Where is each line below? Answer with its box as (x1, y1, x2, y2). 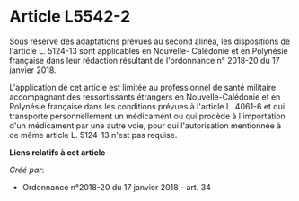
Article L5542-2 (9, 6, 131, 27)
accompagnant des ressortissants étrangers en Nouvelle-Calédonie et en (9, 92, 281, 102)
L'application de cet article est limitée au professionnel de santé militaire (9, 82, 277, 92)
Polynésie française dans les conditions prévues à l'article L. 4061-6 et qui (9, 100, 286, 111)
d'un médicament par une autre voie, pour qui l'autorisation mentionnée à (9, 119, 282, 131)
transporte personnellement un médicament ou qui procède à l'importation (9, 110, 286, 121)
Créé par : (9, 164, 45, 175)
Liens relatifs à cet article (9, 146, 106, 158)
